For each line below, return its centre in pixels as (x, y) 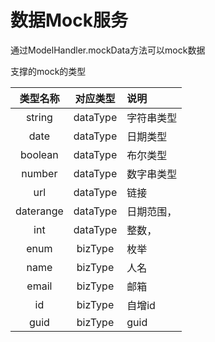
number (39, 173)
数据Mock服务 (69, 20)
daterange (39, 211)
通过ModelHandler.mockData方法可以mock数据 (108, 50)
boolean (39, 154)
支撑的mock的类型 (48, 71)
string (39, 117)
